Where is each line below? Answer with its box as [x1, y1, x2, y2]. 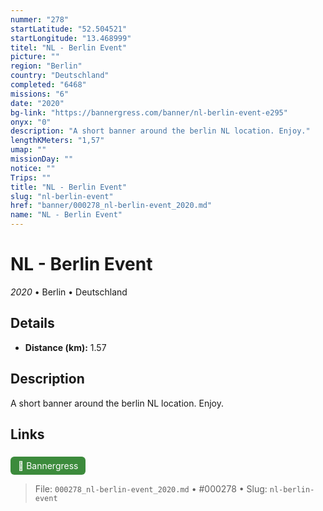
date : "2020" [10, 98, 65, 108]
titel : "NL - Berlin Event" [10, 42, 128, 53]
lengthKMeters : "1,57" [10, 136, 105, 146]
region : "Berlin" [10, 61, 83, 71]
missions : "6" [10, 89, 70, 99]
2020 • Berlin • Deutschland [10, 286, 128, 298]
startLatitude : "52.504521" [10, 24, 128, 34]
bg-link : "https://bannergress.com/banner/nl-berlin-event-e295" [10, 107, 288, 118]
